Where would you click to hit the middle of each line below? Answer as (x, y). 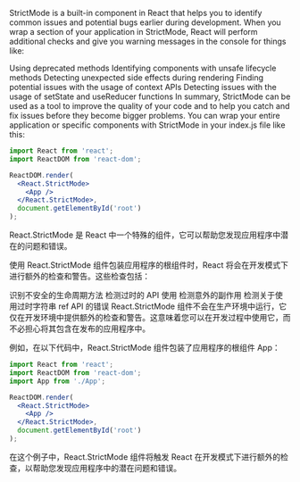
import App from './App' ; (57, 381)
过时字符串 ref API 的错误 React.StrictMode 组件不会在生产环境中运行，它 (152, 306)
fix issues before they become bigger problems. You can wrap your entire (145, 116)
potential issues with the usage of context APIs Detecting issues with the (143, 87)
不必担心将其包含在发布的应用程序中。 (79, 328)
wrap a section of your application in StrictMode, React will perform (133, 32)
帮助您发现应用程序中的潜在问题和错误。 (107, 468)
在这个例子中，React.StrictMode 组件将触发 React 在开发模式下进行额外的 (145, 457)
